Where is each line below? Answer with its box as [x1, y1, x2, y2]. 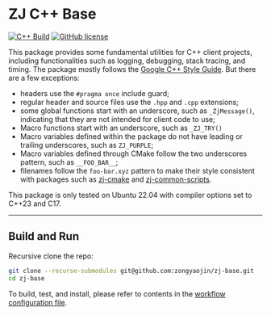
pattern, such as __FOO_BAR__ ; [19, 157, 119, 166]
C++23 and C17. [8, 199, 62, 208]
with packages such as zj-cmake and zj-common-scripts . [19, 174, 212, 184]
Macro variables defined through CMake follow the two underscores [19, 149, 248, 158]
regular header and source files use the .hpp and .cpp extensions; [19, 97, 240, 107]
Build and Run [8, 229, 79, 243]
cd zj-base [8, 274, 45, 283]
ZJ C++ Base [8, 5, 97, 23]
